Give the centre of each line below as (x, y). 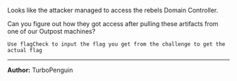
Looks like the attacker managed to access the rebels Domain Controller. (113, 10)
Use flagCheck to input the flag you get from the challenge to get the (116, 44)
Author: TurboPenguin (40, 70)
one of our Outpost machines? (51, 31)
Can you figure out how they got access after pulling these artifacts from (113, 24)
